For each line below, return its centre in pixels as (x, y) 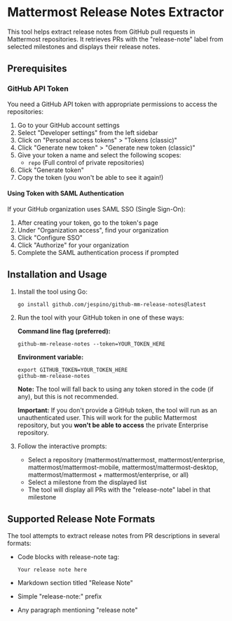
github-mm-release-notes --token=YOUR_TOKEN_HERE (91, 344)
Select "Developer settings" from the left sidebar (88, 132)
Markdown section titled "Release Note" (75, 583)
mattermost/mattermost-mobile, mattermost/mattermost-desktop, (123, 467)
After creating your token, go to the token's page (88, 223)
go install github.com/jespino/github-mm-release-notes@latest (112, 304)
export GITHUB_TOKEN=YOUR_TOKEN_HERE (73, 370)
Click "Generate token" (50, 170)
